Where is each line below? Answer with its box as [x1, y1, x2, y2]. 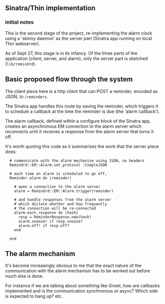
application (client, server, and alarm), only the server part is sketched [5, 55, 148, 61]
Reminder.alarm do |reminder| [9, 175, 72, 180]
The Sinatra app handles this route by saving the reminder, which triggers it [5, 103, 159, 109]
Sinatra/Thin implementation [5, 4, 96, 12]
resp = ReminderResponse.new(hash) [18, 214, 92, 219]
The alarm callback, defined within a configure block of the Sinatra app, [5, 118, 151, 124]
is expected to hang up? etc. [5, 293, 63, 299]
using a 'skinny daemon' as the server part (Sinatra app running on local [5, 35, 152, 41]
